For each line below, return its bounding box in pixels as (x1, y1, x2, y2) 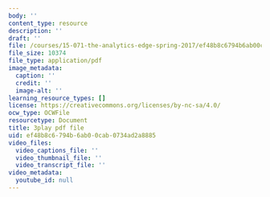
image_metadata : (8, 64, 63, 72)
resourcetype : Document (8, 117, 88, 125)
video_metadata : (8, 169, 63, 177)
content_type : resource (8, 19, 88, 27)
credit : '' (15, 79, 52, 87)
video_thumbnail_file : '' (15, 154, 103, 162)
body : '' (8, 11, 38, 20)
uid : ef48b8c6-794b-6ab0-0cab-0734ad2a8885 (8, 131, 157, 139)
